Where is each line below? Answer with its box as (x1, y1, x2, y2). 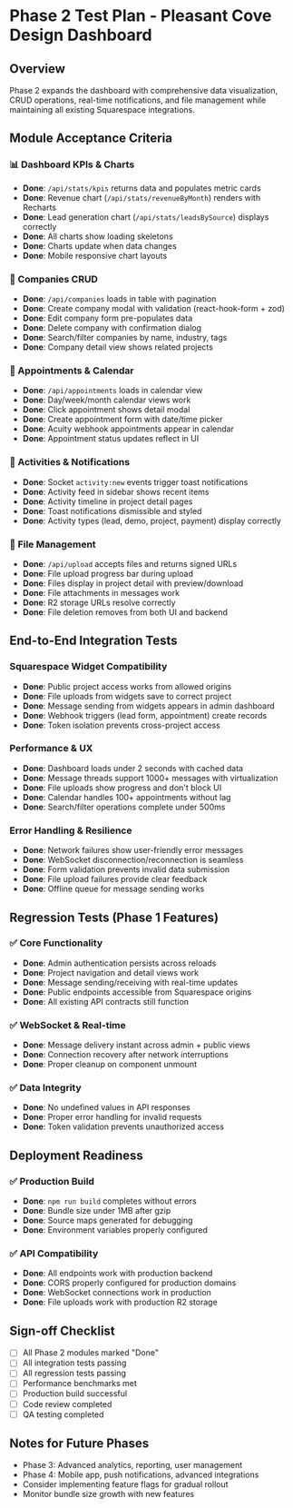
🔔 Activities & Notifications (9, 456, 130, 469)
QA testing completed (22, 1409, 104, 1420)
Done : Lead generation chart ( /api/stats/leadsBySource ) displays (22, 211, 269, 223)
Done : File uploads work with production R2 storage (22, 1296, 218, 1308)
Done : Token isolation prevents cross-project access (22, 719, 220, 730)
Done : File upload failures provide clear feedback (22, 874, 208, 885)
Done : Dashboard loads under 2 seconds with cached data (22, 762, 243, 773)
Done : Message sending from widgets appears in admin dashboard (22, 700, 275, 711)
